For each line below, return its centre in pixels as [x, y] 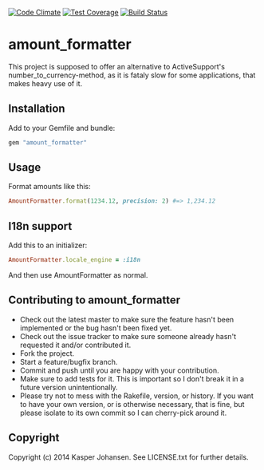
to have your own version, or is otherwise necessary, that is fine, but [132, 404]
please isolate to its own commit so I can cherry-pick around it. [123, 413]
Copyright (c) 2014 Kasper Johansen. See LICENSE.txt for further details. [128, 457]
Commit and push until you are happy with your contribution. [119, 370]
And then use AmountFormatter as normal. [78, 275]
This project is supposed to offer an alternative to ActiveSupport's [117, 66]
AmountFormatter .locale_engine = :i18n [75, 260]
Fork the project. [47, 353]
